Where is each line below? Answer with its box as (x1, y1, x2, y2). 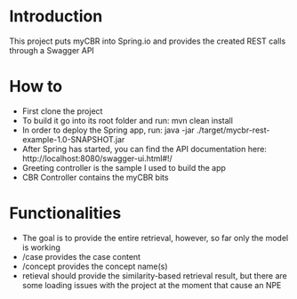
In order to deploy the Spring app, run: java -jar (21, 125, 196, 135)
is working (21, 242, 60, 253)
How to (9, 77, 63, 97)
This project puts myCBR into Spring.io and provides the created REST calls (9, 36, 286, 46)
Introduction (9, 6, 103, 27)
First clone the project (21, 105, 103, 117)
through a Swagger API (9, 44, 95, 55)
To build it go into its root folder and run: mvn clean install (21, 115, 234, 125)
